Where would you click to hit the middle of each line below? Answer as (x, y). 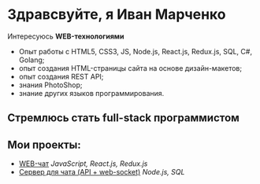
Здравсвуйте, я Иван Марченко (117, 15)
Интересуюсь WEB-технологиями (66, 36)
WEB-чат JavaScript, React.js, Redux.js (83, 164)
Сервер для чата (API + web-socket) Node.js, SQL (102, 172)
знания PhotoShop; (50, 85)
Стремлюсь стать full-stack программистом (123, 118)
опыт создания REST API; (61, 76)
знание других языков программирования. (91, 93)
